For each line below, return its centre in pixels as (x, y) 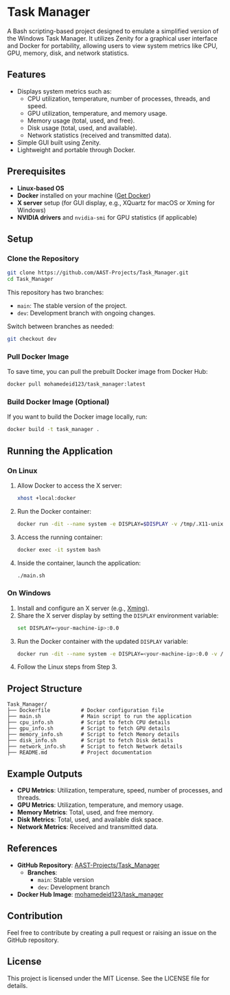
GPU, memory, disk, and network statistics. (68, 53)
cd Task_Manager (30, 280)
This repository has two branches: (56, 292)
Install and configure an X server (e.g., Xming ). (83, 608)
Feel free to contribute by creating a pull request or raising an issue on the (112, 932)
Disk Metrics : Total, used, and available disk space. (90, 819)
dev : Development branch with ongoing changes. (86, 313)
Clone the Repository (43, 258)
